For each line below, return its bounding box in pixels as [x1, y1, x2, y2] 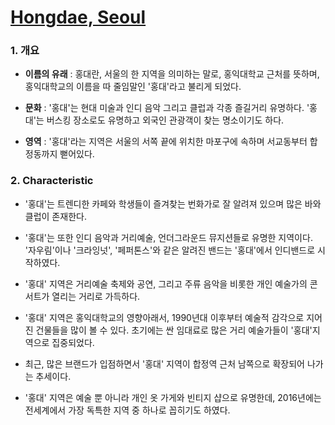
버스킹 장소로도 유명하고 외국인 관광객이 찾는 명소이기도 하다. [46, 114, 285, 126]
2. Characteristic [10, 174, 94, 188]
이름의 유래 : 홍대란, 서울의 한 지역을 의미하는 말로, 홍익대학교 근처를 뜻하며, [24, 68, 320, 80]
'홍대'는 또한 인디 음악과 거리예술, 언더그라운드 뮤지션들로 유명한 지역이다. [24, 231, 313, 243]
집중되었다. [51, 336, 95, 348]
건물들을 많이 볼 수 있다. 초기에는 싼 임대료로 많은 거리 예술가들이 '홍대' [35, 324, 313, 336]
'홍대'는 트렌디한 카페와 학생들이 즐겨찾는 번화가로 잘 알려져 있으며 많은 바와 [24, 197, 322, 210]
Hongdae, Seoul [10, 6, 147, 29]
